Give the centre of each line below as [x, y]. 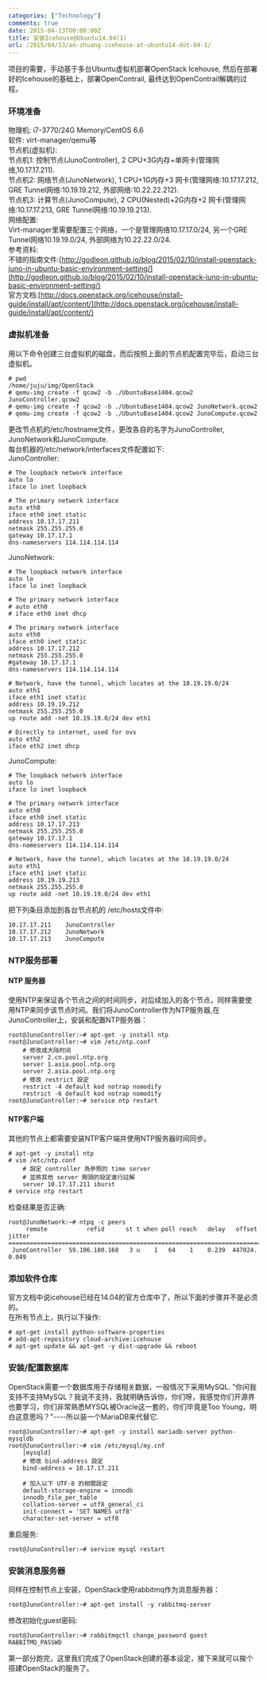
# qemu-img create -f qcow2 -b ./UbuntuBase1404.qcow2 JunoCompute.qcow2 [133, 413]
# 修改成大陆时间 [47, 1050]
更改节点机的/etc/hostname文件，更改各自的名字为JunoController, [116, 429]
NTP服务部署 [33, 960]
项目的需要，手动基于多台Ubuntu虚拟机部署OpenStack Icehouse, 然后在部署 [133, 69]
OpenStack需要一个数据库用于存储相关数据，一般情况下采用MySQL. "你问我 [132, 1386]
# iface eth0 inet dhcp [48, 613]
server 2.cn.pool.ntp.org [66, 1057]
